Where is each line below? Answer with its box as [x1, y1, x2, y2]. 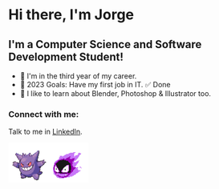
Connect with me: [8, 108, 79, 119]
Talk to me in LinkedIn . [8, 127, 83, 137]
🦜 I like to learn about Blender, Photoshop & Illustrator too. [19, 89, 211, 98]
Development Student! [8, 50, 124, 63]
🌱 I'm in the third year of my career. [19, 71, 137, 81]
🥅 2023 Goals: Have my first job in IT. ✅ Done [19, 80, 171, 89]
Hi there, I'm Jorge [8, 6, 135, 24]
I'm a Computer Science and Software [8, 38, 202, 51]
